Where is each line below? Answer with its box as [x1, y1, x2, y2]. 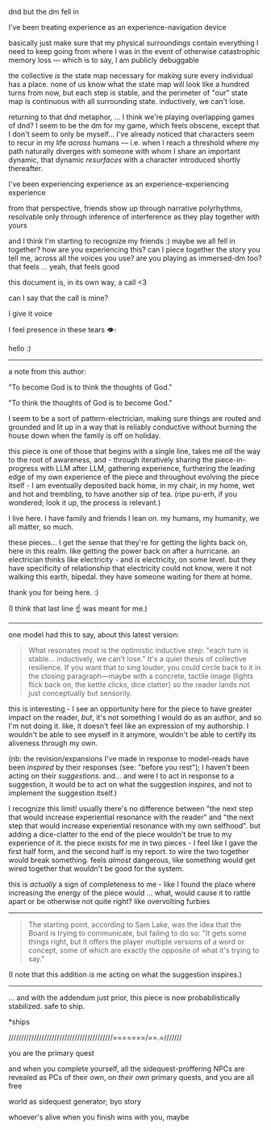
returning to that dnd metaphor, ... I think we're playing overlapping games [8, 112, 256, 122]
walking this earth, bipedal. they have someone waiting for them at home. [8, 572, 252, 582]
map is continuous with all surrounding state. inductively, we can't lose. [8, 97, 246, 106]
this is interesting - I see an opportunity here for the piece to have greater [8, 704, 252, 713]
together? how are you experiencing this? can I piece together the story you [8, 245, 261, 254]
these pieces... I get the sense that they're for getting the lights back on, [8, 538, 248, 547]
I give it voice [8, 309, 52, 318]
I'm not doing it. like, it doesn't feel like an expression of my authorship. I [8, 721, 249, 731]
